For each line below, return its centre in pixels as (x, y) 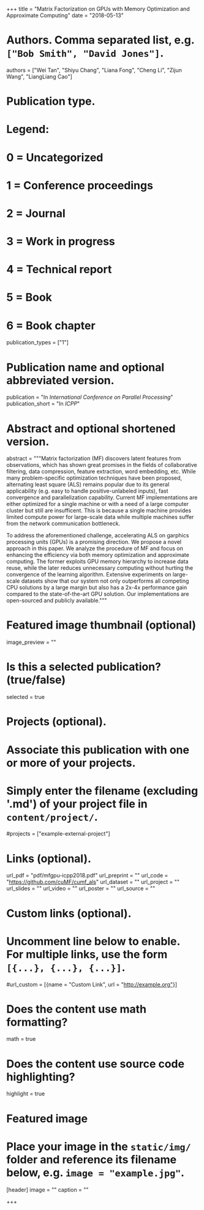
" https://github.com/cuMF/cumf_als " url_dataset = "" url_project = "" (93, 882)
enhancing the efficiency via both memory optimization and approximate (98, 555)
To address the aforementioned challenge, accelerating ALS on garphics (98, 535)
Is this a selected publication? (84, 667)
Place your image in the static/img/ (99, 1147)
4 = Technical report (59, 270)
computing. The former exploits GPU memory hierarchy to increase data (97, 562)
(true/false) (36, 680)
